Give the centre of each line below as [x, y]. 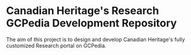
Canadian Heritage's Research [83, 11]
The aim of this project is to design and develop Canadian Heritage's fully [96, 39]
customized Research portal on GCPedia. [56, 46]
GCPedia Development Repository [92, 23]
